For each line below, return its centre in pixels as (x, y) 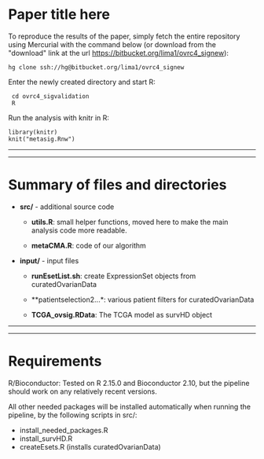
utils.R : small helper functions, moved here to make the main (130, 222)
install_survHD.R (46, 439)
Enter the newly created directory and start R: (82, 82)
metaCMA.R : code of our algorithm (89, 245)
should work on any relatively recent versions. (82, 391)
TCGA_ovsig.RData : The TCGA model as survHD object (122, 314)
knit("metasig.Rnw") (42, 139)
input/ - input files (49, 260)
